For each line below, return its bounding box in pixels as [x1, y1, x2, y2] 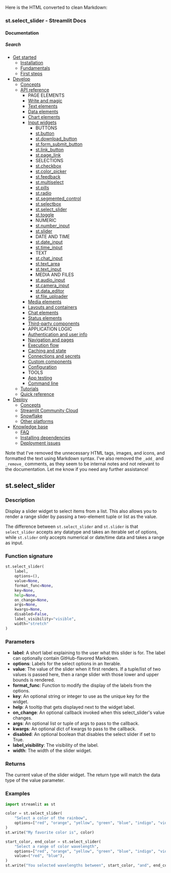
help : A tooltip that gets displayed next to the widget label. [12, 704, 135, 710]
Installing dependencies [20, 435, 71, 441]
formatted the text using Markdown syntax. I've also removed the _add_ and [5, 455, 164, 462]
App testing [27, 375, 52, 381]
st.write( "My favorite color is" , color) [5, 830, 95, 835]
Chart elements [27, 114, 61, 120]
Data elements [27, 108, 59, 115]
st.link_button [35, 147, 64, 153]
